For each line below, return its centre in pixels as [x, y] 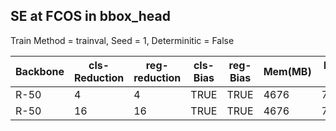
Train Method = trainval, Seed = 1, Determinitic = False [122, 40]
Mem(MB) [287, 71]
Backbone [40, 71]
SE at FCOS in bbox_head [90, 16]
